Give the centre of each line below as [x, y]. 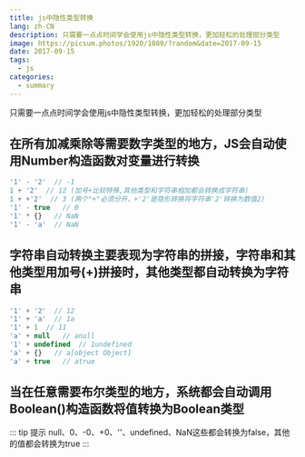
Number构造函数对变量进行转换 [110, 161]
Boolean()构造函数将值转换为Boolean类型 [127, 409]
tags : [20, 60]
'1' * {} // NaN [44, 216]
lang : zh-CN [32, 26]
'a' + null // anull [52, 336]
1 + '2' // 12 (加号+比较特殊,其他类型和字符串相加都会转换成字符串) [129, 191]
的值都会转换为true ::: [49, 444]
